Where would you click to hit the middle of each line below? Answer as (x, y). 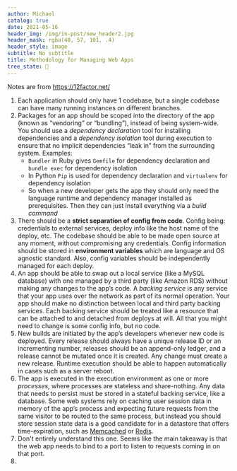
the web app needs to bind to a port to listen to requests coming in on (119, 446)
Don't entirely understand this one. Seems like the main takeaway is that (122, 438)
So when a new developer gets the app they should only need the (123, 190)
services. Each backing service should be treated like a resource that (118, 310)
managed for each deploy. (56, 265)
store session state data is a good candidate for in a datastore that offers (123, 423)
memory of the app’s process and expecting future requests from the (118, 408)
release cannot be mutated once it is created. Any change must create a (122, 356)
